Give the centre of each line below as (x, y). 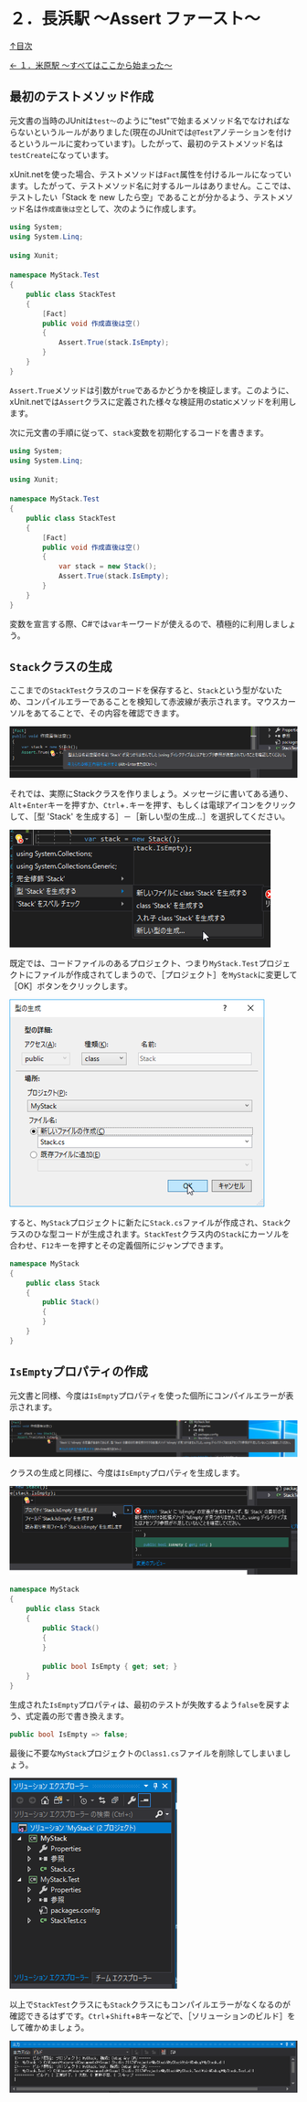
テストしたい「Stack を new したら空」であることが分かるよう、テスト (143, 196)
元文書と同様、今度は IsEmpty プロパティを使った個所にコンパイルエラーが (148, 1396)
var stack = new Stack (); (107, 567)
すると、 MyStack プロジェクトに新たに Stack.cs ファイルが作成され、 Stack (146, 1222)
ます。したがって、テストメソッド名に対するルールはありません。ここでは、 (153, 186)
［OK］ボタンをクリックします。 (71, 986)
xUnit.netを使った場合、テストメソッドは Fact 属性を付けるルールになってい (151, 174)
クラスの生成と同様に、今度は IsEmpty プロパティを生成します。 (127, 1472)
